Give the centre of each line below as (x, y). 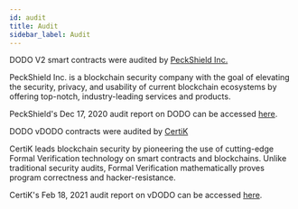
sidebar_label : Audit (50, 34)
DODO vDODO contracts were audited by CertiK (99, 132)
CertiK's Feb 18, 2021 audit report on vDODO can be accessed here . (136, 195)
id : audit (28, 18)
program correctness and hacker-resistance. (93, 177)
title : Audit (34, 26)
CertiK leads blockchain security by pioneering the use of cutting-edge (141, 149)
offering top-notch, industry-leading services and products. (120, 96)
